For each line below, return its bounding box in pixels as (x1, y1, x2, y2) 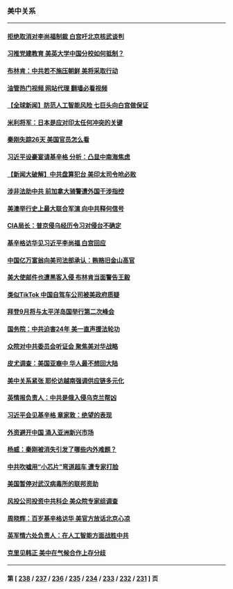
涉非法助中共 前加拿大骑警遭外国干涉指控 (7, 187, 125, 195)
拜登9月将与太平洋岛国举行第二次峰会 (7, 307, 115, 316)
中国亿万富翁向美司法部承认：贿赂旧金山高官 (7, 256, 135, 264)
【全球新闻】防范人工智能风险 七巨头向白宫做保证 (7, 101, 149, 109)
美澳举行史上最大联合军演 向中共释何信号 (7, 204, 125, 213)
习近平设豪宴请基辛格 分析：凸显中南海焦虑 (7, 153, 130, 161)
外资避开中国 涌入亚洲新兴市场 (7, 428, 94, 436)
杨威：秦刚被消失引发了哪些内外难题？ (7, 445, 116, 453)
